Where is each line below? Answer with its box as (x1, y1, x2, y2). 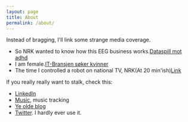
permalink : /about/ (6, 20, 55, 26)
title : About (6, 14, 39, 20)
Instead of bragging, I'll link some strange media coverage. (6, 36, 151, 44)
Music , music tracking (14, 96, 70, 103)
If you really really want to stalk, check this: (6, 78, 113, 86)
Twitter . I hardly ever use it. (14, 109, 82, 117)
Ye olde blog (14, 103, 46, 110)
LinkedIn (14, 90, 36, 97)
